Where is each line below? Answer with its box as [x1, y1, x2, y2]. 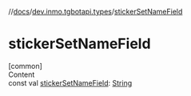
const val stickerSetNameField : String [8, 78, 133, 87]
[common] [8, 61, 42, 70]
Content [8, 70, 35, 79]
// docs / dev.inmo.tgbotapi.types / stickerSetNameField [8, 7, 183, 16]
